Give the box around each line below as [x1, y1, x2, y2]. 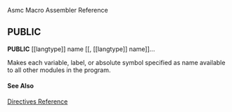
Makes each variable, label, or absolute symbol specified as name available [7, 58, 226, 66]
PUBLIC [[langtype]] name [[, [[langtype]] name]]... [7, 45, 155, 53]
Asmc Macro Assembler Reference [7, 6, 108, 14]
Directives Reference [7, 97, 68, 106]
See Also [7, 82, 34, 90]
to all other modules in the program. [7, 66, 111, 74]
